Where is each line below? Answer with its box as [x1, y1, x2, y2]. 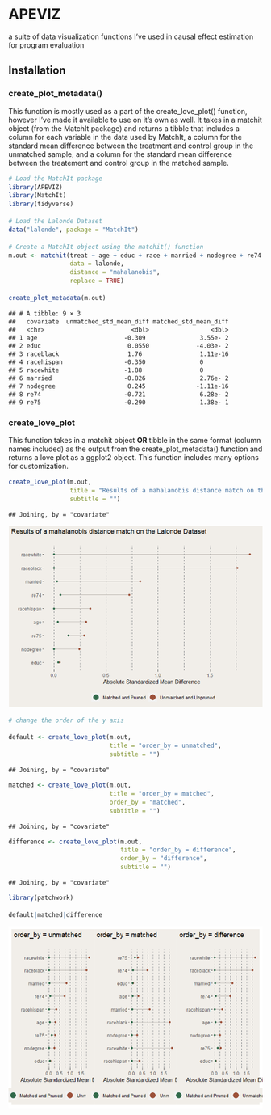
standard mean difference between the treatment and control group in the [8, 141, 254, 150]
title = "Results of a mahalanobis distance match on [69, 486, 254, 494]
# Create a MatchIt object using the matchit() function [8, 243, 204, 251]
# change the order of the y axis [8, 716, 125, 724]
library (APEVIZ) [8, 183, 63, 191]
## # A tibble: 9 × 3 [8, 309, 81, 318]
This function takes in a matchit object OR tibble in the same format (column [8, 436, 261, 446]
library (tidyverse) [8, 200, 74, 209]
